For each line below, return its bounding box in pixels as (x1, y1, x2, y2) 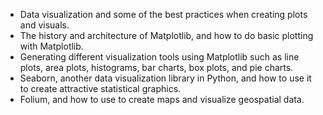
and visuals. (19, 19, 70, 31)
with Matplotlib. (19, 40, 84, 52)
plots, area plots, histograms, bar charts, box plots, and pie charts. (19, 62, 294, 73)
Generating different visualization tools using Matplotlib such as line (19, 51, 300, 63)
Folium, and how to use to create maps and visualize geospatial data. (19, 94, 305, 105)
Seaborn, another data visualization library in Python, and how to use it (19, 72, 312, 84)
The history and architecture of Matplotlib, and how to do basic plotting (19, 30, 314, 41)
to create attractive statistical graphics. (19, 83, 182, 94)
